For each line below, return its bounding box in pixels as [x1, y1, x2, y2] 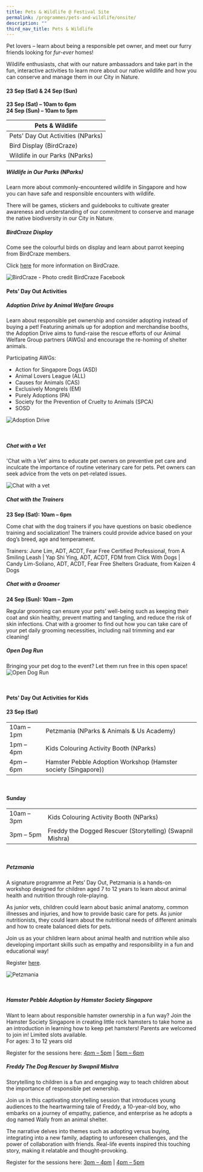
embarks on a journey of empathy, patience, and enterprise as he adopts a [6, 1109, 192, 1116]
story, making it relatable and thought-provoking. [6, 1147, 128, 1154]
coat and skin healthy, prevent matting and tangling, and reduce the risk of [6, 614, 192, 621]
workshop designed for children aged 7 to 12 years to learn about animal [6, 885, 187, 892]
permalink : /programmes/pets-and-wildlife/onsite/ [6, 15, 137, 21]
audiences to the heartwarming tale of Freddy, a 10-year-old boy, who [6, 1103, 181, 1110]
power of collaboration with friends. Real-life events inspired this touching [6, 1140, 190, 1148]
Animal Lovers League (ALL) [14, 372, 86, 379]
